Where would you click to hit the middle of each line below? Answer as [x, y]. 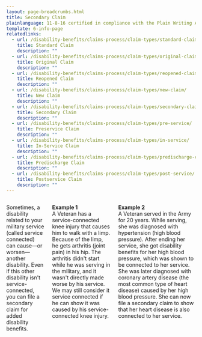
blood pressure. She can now [155, 296]
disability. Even [25, 264]
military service [25, 226]
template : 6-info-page [35, 29]
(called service [25, 232]
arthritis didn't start [76, 258]
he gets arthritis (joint [78, 245]
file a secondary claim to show [156, 303]
